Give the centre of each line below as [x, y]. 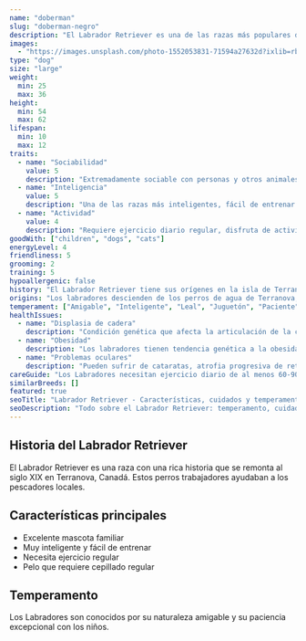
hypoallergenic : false [52, 281]
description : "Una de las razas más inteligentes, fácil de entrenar [161, 205]
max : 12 [32, 145]
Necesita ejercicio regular [71, 557]
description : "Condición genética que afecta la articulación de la [158, 332]
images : [24, 43]
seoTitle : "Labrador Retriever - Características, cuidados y [130, 400]
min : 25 [32, 86]
